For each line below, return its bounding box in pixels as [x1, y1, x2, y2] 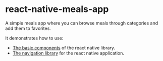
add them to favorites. [5, 25, 51, 31]
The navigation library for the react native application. [12, 50, 125, 56]
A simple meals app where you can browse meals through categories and [5, 20, 158, 26]
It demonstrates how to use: [5, 35, 64, 41]
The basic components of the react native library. [12, 44, 115, 50]
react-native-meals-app [5, 3, 109, 15]
